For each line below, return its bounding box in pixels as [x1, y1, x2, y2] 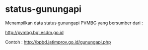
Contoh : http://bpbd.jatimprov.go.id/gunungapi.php [5, 39, 111, 45]
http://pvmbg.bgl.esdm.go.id [5, 29, 64, 35]
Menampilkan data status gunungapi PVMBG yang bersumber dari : [5, 20, 143, 26]
